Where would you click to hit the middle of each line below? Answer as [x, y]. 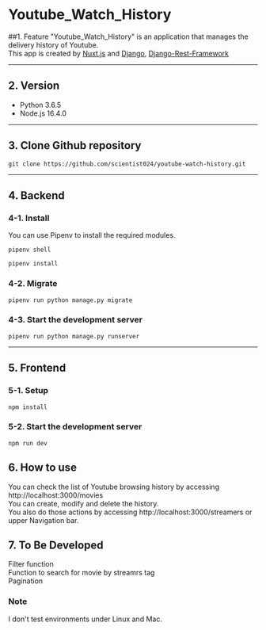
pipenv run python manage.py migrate [70, 300]
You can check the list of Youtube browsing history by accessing [114, 487]
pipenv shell [30, 250]
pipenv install [33, 264]
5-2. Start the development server [75, 427]
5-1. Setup [28, 391]
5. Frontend [37, 368]
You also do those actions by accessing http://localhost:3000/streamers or [130, 512]
